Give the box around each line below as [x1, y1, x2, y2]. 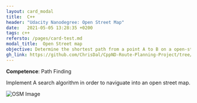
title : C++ [6, 14, 35, 20]
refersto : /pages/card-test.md [6, 35, 83, 41]
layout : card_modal [6, 8, 54, 15]
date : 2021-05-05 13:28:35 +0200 [6, 24, 93, 31]
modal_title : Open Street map [6, 41, 83, 47]
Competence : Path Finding [6, 68, 72, 74]
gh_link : [6, 52, 28, 58]
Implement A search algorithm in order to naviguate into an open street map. [6, 79, 191, 86]
